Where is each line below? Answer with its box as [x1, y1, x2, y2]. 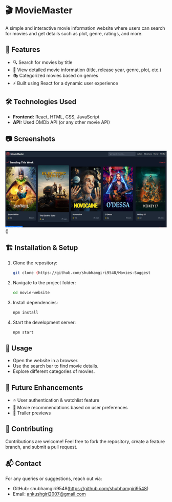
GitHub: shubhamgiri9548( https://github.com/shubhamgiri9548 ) [12, 485, 149, 491]
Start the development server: [12, 319, 76, 325]
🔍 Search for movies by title [12, 59, 73, 65]
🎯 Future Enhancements [5, 383, 83, 392]
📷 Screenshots [5, 134, 55, 143]
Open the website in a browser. [12, 358, 79, 364]
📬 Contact [5, 459, 41, 468]
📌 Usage [5, 344, 32, 352]
